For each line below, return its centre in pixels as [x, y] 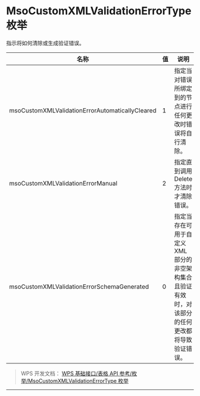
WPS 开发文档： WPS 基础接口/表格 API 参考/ [76, 373]
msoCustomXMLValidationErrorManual [63, 183]
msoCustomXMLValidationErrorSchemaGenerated [79, 287]
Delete [183, 178]
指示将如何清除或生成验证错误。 [45, 43]
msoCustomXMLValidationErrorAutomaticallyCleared [83, 110]
